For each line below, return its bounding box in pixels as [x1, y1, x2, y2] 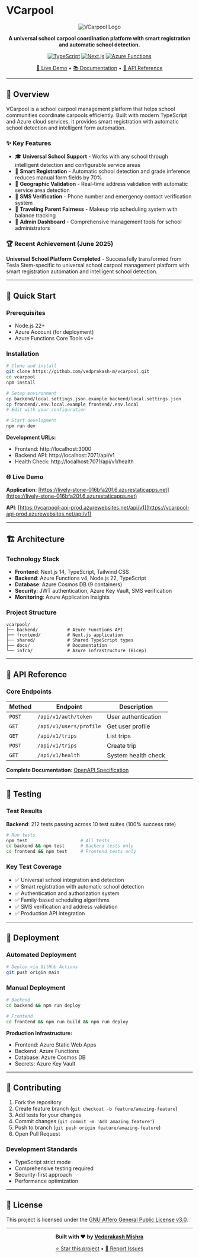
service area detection [14, 187, 70, 194]
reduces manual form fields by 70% [14, 174, 102, 181]
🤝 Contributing [6, 1083, 62, 1093]
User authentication [107, 713, 162, 721]
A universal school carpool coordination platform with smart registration [8, 34, 191, 42]
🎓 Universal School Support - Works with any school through [14, 153, 169, 160]
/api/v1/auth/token [37, 713, 92, 720]
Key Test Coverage [6, 862, 62, 871]
